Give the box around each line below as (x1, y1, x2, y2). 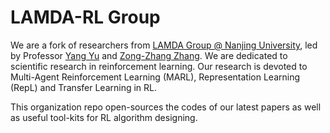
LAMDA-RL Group (10, 6, 161, 29)
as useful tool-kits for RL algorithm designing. (10, 111, 198, 123)
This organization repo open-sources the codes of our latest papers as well (10, 101, 322, 113)
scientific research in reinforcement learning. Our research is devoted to (10, 60, 308, 72)
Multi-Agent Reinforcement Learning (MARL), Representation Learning (10, 71, 301, 83)
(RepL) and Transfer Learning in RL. (10, 81, 158, 93)
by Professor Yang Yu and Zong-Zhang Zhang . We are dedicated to (10, 49, 288, 61)
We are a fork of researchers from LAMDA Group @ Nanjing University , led (10, 39, 318, 51)
